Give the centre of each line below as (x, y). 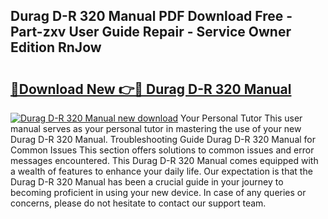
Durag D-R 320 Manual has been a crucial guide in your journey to (147, 182)
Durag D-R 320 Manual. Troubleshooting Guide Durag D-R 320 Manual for (163, 139)
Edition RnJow (56, 47)
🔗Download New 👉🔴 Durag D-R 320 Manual (151, 89)
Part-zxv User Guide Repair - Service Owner (151, 32)
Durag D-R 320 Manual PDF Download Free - (151, 16)
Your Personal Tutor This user (241, 118)
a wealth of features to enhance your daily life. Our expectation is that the (161, 171)
